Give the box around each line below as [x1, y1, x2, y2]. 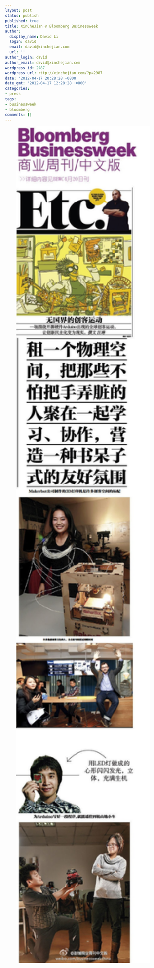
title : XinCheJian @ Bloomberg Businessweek [5, 24, 98, 29]
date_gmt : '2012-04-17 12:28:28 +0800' [5, 81, 87, 86]
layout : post [5, 8, 32, 13]
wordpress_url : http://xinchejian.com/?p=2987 [5, 71, 103, 76]
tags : [5, 96, 16, 101]
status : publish [5, 13, 38, 18]
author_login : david [5, 55, 48, 60]
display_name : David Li [9, 34, 58, 39]
